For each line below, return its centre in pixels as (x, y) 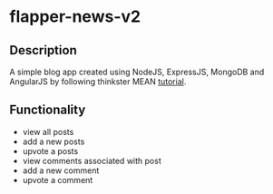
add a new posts (54, 141)
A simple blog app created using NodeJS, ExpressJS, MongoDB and (137, 72)
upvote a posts (50, 150)
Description (43, 50)
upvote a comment (58, 179)
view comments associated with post (92, 160)
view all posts (48, 131)
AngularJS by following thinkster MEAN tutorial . (98, 82)
